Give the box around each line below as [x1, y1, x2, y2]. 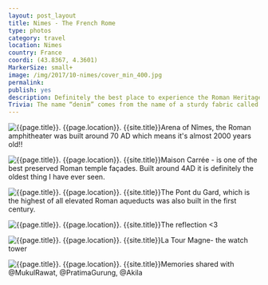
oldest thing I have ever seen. [8, 172, 105, 182]
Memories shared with [160, 259, 235, 269]
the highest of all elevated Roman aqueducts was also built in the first [8, 196, 237, 206]
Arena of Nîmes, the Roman [160, 123, 251, 133]
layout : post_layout [8, 11, 77, 20]
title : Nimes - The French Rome [8, 19, 116, 27]
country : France [8, 49, 62, 57]
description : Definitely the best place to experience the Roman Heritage [8, 93, 262, 101]
